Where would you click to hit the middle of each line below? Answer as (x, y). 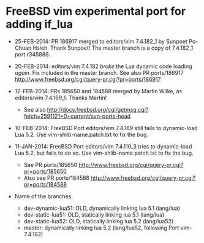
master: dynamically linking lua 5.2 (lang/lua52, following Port (101, 228)
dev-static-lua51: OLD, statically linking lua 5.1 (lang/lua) (94, 214)
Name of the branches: (43, 196)
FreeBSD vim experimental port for (96, 11)
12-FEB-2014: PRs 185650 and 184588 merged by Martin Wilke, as (98, 91)
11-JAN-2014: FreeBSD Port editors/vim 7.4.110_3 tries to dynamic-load (103, 146)
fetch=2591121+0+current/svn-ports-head (77, 116)
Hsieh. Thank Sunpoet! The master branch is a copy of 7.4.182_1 (113, 48)
